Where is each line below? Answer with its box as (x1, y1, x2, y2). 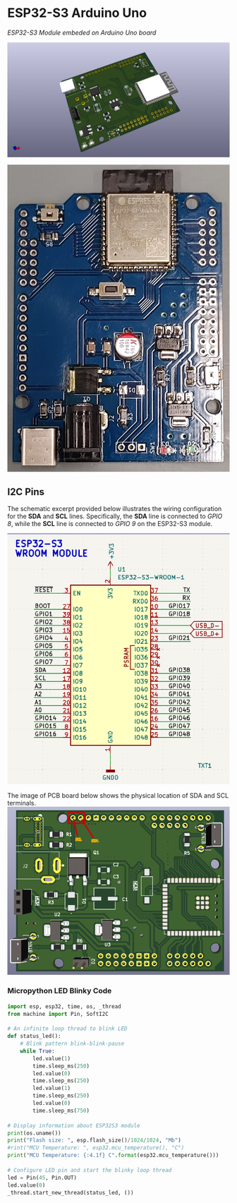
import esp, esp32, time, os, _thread (7, 1002, 121, 1010)
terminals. (7, 798, 37, 807)
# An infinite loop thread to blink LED (7, 1025, 128, 1032)
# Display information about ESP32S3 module (7, 1122, 140, 1129)
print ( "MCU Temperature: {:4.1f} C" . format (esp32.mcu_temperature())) (7, 1152, 219, 1159)
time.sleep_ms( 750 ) (32, 1107, 90, 1114)
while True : (20, 1047, 55, 1055)
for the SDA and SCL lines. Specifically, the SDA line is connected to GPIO (7, 512, 223, 520)
